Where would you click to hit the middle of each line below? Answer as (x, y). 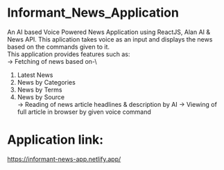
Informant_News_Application (93, 13)
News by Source (41, 97)
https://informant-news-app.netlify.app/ (64, 159)
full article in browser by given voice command (84, 112)
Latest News (35, 75)
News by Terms (40, 90)
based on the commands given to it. (58, 46)
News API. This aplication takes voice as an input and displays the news (110, 39)
